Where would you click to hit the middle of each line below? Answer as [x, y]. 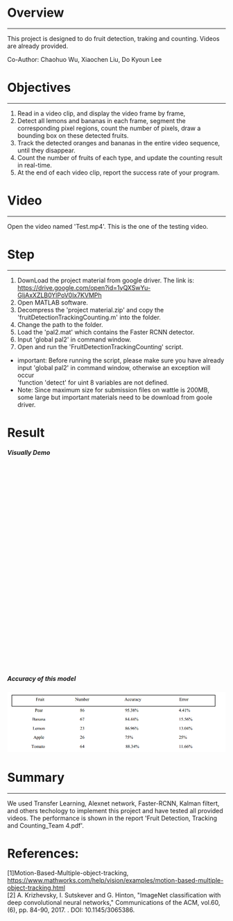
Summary [36, 778]
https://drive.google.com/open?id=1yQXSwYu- [84, 287]
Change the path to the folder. [60, 324]
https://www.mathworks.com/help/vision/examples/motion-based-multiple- [115, 880]
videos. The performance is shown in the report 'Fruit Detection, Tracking [112, 818]
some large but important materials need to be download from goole [115, 397]
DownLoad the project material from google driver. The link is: [105, 280]
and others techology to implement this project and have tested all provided [115, 810]
